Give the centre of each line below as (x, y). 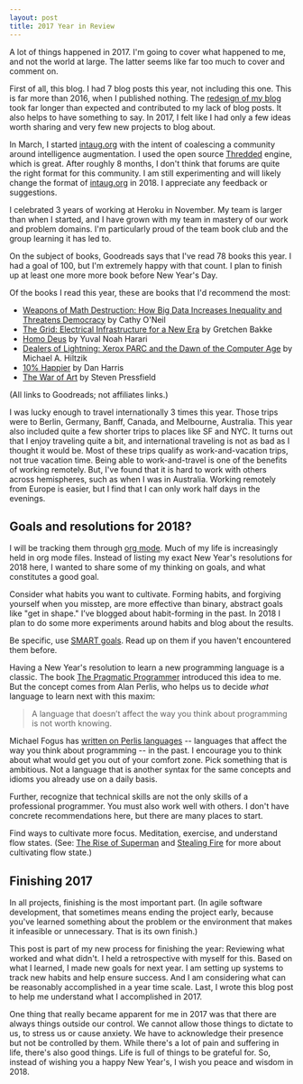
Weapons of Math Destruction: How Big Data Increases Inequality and (152, 310)
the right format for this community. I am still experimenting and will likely (145, 173)
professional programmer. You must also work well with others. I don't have (150, 806)
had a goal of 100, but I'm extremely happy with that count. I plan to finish (146, 265)
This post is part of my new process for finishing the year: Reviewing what (147, 949)
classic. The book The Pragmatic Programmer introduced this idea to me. (145, 677)
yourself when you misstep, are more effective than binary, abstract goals (147, 604)
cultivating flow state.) (51, 852)
